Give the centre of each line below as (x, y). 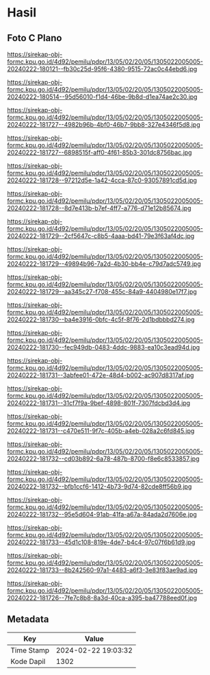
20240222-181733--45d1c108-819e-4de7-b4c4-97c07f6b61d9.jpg (101, 542)
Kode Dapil (28, 661)
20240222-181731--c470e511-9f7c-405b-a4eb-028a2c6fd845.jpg (101, 431)
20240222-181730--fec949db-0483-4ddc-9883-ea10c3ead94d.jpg (104, 347)
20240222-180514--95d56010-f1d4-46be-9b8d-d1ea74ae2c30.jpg (102, 97)
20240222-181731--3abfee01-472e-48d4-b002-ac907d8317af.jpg (101, 375)
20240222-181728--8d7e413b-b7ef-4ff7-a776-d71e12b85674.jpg (99, 208)
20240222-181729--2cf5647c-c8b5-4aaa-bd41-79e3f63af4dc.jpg (101, 236)
